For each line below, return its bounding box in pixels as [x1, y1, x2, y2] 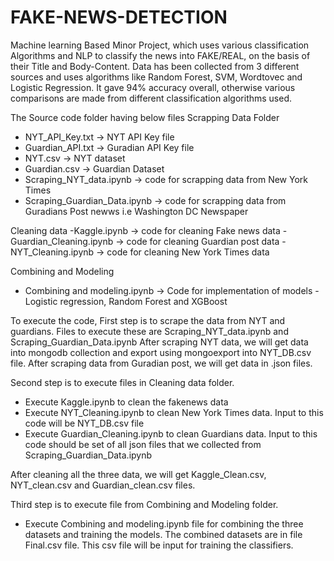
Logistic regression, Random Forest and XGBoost [24, 295, 228, 307]
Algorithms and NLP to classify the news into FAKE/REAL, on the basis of [10, 49, 311, 61]
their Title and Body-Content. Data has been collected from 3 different [10, 60, 300, 72]
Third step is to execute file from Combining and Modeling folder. [10, 498, 279, 510]
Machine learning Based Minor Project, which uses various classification [10, 39, 310, 51]
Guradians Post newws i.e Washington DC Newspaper [24, 205, 249, 217]
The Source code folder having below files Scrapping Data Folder [10, 111, 280, 123]
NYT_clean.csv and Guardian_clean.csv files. [10, 479, 196, 491]
